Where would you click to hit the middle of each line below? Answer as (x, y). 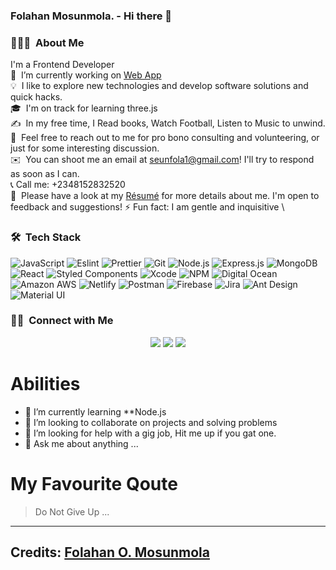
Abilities (45, 384)
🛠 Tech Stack (46, 237)
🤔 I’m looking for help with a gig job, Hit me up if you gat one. (150, 433)
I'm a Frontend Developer (62, 65)
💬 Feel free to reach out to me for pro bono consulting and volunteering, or (165, 138)
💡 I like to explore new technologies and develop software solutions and (159, 86)
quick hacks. (36, 97)
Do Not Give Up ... (72, 511)
